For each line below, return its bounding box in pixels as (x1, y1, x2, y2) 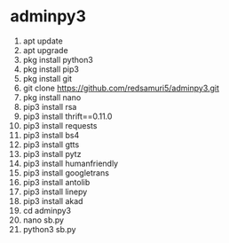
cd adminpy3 (22, 205, 72, 216)
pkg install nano (22, 91, 82, 103)
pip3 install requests (22, 120, 98, 130)
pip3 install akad (22, 195, 83, 206)
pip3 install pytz (22, 148, 82, 159)
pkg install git (22, 73, 73, 83)
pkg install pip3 (22, 64, 79, 74)
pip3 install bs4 (22, 129, 80, 140)
